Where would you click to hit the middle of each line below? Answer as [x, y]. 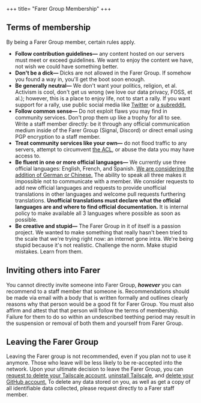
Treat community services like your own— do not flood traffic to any [101, 143]
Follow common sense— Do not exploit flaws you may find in [91, 111]
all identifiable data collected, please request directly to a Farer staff [91, 388]
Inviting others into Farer [53, 271]
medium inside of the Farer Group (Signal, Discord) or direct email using [104, 130]
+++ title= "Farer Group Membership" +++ [59, 9]
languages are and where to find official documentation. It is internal [101, 207]
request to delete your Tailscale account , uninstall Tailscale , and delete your [100, 375]
